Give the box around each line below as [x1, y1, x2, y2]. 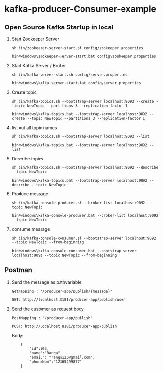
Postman [4, 266, 33, 274]
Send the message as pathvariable [11, 279, 81, 285]
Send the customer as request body [11, 306, 84, 312]
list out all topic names [11, 125, 57, 131]
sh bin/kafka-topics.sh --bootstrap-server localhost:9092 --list [11, 134, 150, 139]
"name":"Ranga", [29, 350, 62, 355]
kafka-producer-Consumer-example [4, 3, 157, 15]
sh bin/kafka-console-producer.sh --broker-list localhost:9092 [11, 200, 145, 205]
